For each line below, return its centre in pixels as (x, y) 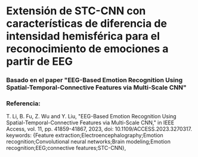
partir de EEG (39, 62)
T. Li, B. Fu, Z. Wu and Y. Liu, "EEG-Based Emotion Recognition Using (92, 117)
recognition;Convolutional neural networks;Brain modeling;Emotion (89, 142)
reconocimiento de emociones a (87, 49)
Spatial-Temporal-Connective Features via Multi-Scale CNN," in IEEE (90, 123)
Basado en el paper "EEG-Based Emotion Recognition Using (95, 80)
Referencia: (23, 103)
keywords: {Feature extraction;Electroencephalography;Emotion (85, 136)
